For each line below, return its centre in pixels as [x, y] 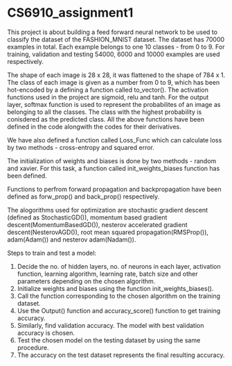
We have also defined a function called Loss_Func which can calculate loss [115, 140]
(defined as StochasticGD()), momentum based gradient [87, 217]
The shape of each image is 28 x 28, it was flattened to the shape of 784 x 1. [116, 75]
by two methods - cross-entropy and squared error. [81, 147]
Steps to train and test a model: [52, 253]
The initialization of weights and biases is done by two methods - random [112, 160]
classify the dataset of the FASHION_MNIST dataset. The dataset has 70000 [116, 39]
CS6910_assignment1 [70, 13]
